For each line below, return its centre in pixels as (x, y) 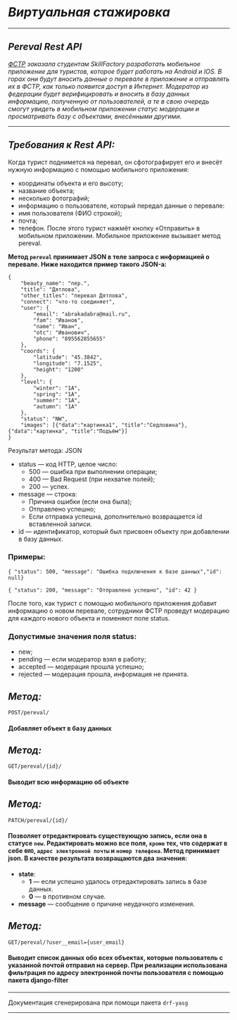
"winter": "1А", (57, 388)
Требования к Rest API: (62, 145)
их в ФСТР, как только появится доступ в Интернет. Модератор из (108, 86)
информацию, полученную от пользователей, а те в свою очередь (109, 101)
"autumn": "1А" (56, 406)
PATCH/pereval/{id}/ (38, 820)
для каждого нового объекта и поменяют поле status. (89, 618)
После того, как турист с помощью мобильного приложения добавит (113, 603)
